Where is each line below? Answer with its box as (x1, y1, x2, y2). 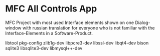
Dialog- (135, 19, 150, 25)
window (5, 24, 22, 30)
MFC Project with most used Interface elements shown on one (5, 19, 134, 25)
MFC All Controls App (5, 3, 97, 14)
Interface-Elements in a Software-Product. (5, 30, 93, 36)
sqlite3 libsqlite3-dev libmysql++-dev (5, 45, 83, 51)
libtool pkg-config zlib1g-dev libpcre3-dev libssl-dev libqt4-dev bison (5, 39, 149, 45)
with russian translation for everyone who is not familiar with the (22, 24, 155, 30)
